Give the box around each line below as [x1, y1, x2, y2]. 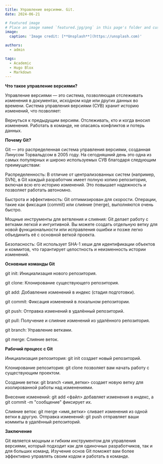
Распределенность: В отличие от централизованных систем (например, [5, 171, 155, 178]
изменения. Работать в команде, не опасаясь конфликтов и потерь [5, 123, 145, 129]
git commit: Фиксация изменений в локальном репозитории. [5, 299, 130, 305]
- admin [9, 47, 25, 52]
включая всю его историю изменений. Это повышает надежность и [5, 182, 147, 188]
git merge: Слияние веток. [5, 336, 59, 342]
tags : [5, 56, 16, 61]
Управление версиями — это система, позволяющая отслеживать [5, 93, 143, 98]
